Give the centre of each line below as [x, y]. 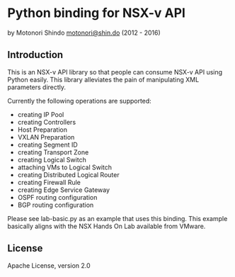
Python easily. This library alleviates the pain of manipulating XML [103, 79]
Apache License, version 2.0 [49, 265]
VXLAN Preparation [46, 137]
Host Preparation [42, 130]
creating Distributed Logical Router [68, 174]
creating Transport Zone [53, 152]
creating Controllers [47, 122]
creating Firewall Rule [49, 182]
